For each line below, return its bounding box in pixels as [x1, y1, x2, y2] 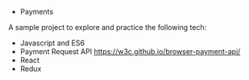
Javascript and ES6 [19, 38, 85, 48]
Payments [19, 7, 54, 16]
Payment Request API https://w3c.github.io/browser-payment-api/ [19, 47, 241, 56]
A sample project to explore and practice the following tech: [8, 23, 207, 32]
